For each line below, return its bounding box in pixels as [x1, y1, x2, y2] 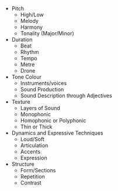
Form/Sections [20, 167, 56, 173]
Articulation [20, 142, 48, 149]
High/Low [20, 11, 44, 18]
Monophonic [20, 111, 51, 118]
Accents [20, 148, 41, 155]
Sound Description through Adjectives [20, 92, 112, 99]
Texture [11, 98, 30, 105]
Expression [20, 155, 48, 161]
